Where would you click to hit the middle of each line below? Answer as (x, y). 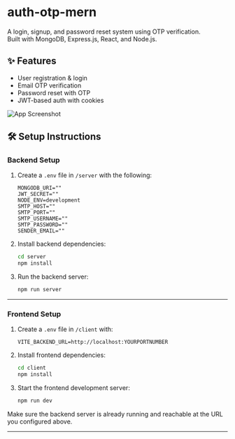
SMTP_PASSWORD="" (43, 225)
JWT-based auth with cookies (60, 100)
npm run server (40, 290)
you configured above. (40, 421)
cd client (32, 368)
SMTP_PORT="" (36, 213)
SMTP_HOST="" (36, 207)
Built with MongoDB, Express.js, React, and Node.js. (82, 39)
